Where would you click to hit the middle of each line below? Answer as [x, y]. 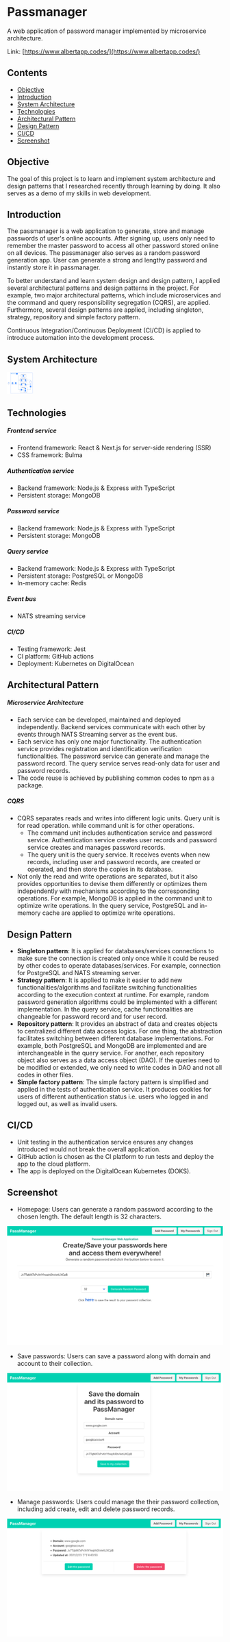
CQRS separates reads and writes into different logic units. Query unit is [118, 818]
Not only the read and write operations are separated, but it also [107, 877]
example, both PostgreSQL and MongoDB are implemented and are [112, 1046]
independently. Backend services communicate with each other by [111, 727]
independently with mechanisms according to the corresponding [108, 891]
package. [30, 785]
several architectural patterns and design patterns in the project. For [103, 288]
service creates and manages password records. [96, 848]
